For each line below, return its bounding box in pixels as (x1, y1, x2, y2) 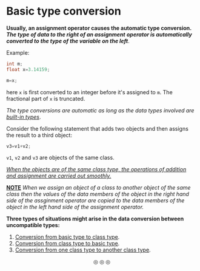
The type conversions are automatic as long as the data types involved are (6, 106, 195, 114)
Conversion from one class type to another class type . (15, 246, 151, 253)
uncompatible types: (6, 222, 60, 229)
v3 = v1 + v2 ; (6, 143, 32, 149)
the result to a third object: (6, 131, 73, 139)
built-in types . (6, 113, 41, 120)
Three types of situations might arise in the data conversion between (6, 215, 184, 222)
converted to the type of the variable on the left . (6, 37, 130, 44)
